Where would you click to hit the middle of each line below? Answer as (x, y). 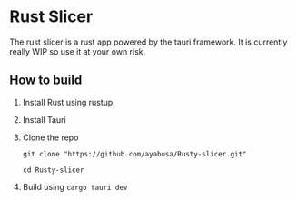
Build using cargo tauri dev (75, 186)
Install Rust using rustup (68, 102)
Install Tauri (44, 119)
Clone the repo (50, 137)
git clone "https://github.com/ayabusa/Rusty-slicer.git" (134, 154)
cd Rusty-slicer (53, 170)
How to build (46, 80)
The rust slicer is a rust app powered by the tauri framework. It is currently (148, 42)
